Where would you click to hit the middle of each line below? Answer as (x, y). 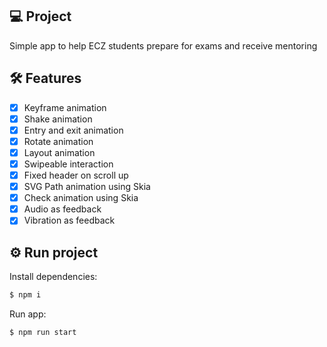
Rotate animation (58, 141)
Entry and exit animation (73, 130)
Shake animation (58, 119)
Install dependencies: (53, 277)
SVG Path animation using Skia (87, 187)
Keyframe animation (65, 107)
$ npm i (25, 295)
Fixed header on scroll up (76, 175)
